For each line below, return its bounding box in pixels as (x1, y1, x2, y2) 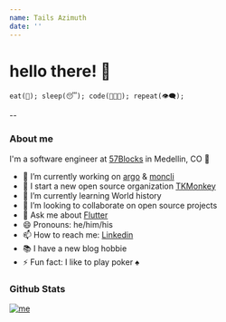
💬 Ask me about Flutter (22, 210, 108, 220)
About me (9, 132, 54, 145)
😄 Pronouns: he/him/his (22, 219, 113, 229)
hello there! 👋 (9, 61, 111, 82)
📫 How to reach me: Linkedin (22, 229, 134, 240)
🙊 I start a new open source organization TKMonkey (22, 181, 217, 191)
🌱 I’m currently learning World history (22, 190, 162, 200)
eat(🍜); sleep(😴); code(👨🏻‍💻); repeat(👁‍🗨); (9, 92, 185, 101)
